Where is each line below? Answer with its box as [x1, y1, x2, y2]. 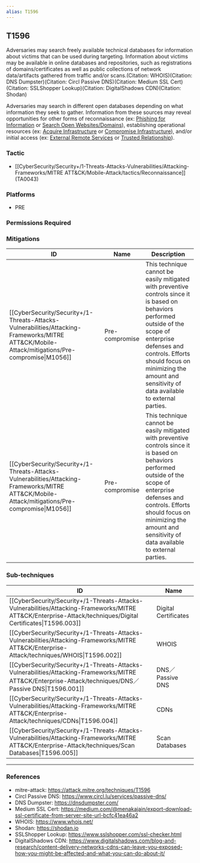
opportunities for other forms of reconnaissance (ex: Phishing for [6, 115, 165, 122]
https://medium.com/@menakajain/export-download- [61, 805, 192, 812]
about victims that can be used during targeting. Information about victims [6, 53, 189, 60]
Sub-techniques [6, 571, 55, 579]
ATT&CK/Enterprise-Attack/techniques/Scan [9, 741, 135, 749]
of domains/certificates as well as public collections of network [6, 66, 162, 73]
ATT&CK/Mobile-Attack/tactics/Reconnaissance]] [64, 169, 186, 176]
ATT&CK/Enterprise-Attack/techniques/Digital [9, 611, 139, 620]
